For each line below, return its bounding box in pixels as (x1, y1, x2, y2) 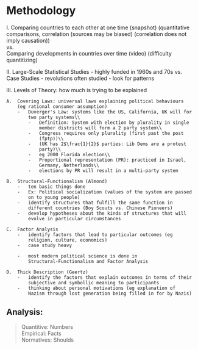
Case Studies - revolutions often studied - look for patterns (6, 74, 155, 82)
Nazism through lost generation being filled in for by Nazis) (28, 290, 192, 297)
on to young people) (28, 194, 80, 200)
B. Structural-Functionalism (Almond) (6, 178, 108, 184)
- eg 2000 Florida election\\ (28, 151, 111, 157)
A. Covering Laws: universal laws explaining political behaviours (6, 98, 184, 104)
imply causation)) (6, 37, 50, 44)
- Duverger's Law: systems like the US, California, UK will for (17, 109, 192, 115)
